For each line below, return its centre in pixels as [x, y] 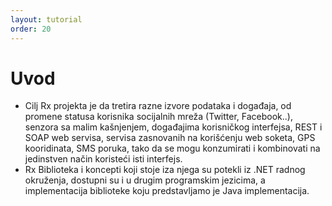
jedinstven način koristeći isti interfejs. [103, 159]
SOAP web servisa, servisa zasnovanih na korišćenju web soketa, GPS [170, 138]
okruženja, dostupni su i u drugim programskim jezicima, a [145, 180]
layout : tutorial [46, 19]
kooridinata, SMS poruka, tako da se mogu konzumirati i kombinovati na [172, 148]
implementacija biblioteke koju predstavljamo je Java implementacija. [167, 191]
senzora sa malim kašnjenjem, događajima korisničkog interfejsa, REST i [173, 127]
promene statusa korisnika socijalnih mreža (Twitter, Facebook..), [158, 117]
